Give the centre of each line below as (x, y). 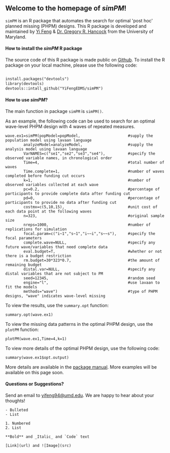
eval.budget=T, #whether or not (93, 251)
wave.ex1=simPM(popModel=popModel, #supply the (79, 136)
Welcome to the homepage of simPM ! (66, 8)
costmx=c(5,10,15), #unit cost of (91, 207)
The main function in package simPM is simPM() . (54, 111)
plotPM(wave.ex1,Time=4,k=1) (36, 339)
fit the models (21, 287)
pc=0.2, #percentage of (92, 189)
